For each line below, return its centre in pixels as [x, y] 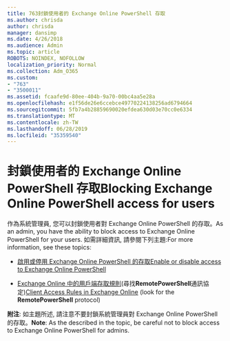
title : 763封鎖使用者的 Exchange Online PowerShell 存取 [86, 13]
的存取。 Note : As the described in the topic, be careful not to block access [114, 323]
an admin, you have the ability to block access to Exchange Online [101, 231]
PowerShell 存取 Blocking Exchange [110, 188]
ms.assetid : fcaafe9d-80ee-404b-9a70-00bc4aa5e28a [81, 97]
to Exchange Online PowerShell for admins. [68, 331]
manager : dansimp [32, 33]
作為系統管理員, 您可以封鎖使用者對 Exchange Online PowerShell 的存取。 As [115, 224]
